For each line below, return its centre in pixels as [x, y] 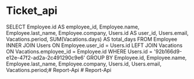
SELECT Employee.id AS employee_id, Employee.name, [73, 27]
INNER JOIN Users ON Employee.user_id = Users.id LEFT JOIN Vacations [94, 45]
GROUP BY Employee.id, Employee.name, [137, 58]
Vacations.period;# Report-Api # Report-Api [59, 70]
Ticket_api [32, 11]
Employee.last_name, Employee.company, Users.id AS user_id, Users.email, [97, 33]
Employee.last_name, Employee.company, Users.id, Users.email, [84, 64]
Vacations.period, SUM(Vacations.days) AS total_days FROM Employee [92, 39]
